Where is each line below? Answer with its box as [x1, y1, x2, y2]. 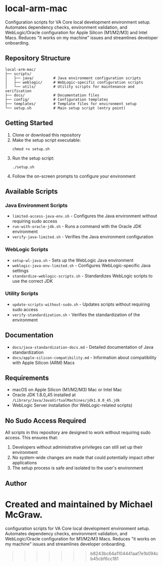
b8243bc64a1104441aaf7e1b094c [90, 550, 159, 556]
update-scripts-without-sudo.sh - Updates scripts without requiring [12, 301, 150, 307]
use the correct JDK [12, 278, 53, 284]
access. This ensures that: [5, 435, 58, 441]
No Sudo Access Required [5, 416, 87, 425]
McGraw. [5, 509, 43, 520]
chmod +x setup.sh [12, 146, 50, 152]
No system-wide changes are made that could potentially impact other [12, 454, 155, 460]
